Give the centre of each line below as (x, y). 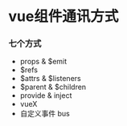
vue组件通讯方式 (63, 16)
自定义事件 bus (45, 114)
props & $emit (43, 62)
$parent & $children (53, 87)
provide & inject (46, 96)
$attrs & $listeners (51, 79)
